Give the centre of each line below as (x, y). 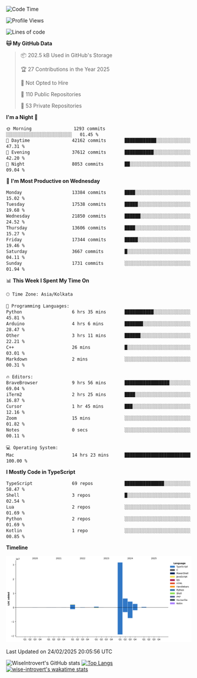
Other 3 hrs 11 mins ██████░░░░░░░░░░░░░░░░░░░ (98, 336)
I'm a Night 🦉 (22, 117)
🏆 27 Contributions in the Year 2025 (65, 69)
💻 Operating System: (32, 448)
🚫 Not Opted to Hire (44, 83)
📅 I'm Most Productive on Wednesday (53, 181)
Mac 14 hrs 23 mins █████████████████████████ (98, 455)
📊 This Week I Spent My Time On (48, 281)
